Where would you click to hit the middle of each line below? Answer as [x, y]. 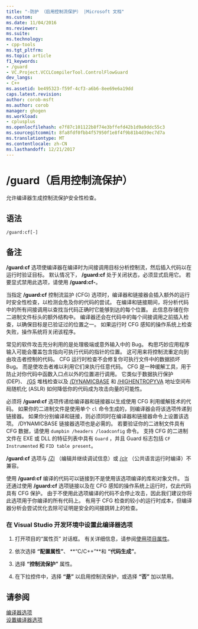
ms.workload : [22, 116]
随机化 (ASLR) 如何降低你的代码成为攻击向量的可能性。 [78, 389]
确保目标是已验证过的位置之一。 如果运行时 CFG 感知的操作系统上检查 [107, 325]
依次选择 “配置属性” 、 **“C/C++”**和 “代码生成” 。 [77, 551]
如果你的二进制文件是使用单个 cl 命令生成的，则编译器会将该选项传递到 [105, 409]
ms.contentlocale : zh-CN [37, 144]
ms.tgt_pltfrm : [25, 50]
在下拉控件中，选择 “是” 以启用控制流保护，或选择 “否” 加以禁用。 [96, 577]
